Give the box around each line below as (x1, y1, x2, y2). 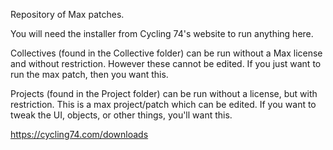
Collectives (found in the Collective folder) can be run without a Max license (10, 47, 323, 59)
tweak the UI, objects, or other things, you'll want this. (10, 109, 233, 121)
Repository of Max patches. (10, 9, 125, 20)
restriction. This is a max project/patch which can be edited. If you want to (10, 99, 317, 110)
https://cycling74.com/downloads (10, 129, 149, 140)
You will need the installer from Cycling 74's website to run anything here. (10, 28, 314, 39)
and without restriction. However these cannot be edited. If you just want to (10, 58, 322, 69)
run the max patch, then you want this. (10, 69, 169, 80)
